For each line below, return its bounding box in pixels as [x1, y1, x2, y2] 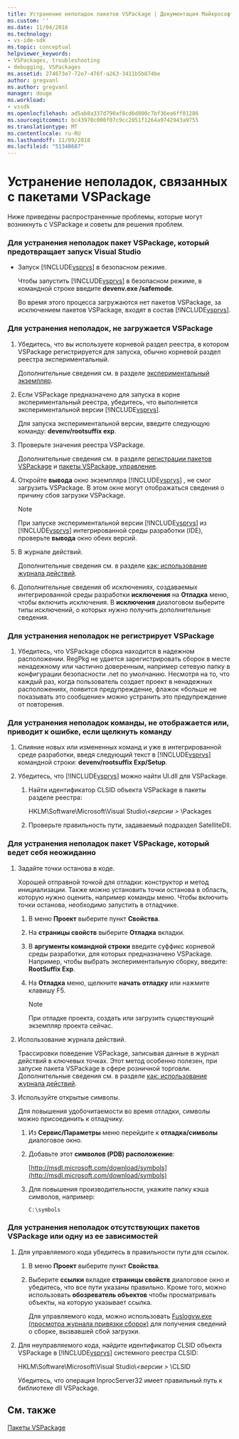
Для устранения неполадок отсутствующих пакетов [7, 1222, 201, 1232]
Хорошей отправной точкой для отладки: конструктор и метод [17, 878, 209, 886]
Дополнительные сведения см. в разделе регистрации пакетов [17, 454, 212, 463]
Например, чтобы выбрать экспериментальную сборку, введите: [28, 957, 228, 966]
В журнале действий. [17, 547, 83, 556]
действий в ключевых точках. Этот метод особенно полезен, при [17, 1056, 218, 1065]
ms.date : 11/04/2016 [7, 24, 69, 31]
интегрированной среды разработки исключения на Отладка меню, [17, 590, 229, 599]
